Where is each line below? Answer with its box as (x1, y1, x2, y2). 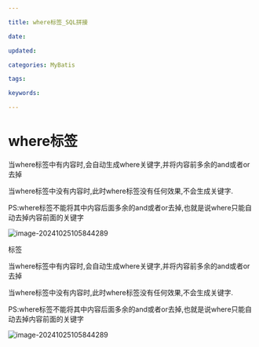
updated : (8, 46, 37, 55)
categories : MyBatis (8, 60, 76, 69)
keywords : (8, 89, 41, 97)
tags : (8, 75, 26, 83)
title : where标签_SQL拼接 (8, 18, 89, 26)
